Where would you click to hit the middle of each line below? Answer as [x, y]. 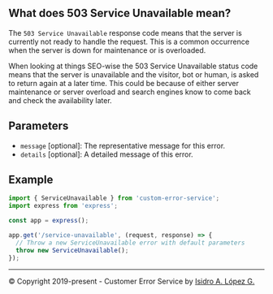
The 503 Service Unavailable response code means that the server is [125, 32]
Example [31, 180]
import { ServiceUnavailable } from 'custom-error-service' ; [114, 198]
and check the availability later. [60, 100]
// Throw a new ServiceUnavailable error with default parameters [130, 243]
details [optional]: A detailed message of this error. [106, 154]
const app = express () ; [49, 221]
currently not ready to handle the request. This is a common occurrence [129, 41]
